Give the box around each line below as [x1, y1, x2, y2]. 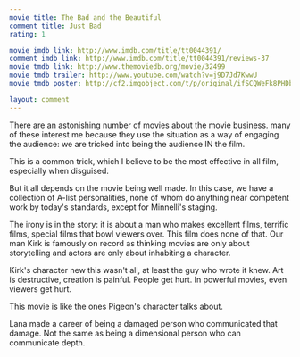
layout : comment [9, 95, 70, 104]
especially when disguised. [9, 165, 110, 176]
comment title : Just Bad [9, 21, 102, 30]
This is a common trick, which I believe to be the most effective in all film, [9, 155, 279, 166]
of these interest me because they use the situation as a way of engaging [9, 129, 279, 139]
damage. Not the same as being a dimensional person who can [9, 328, 241, 338]
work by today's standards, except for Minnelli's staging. [9, 202, 218, 212]
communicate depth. [9, 336, 86, 348]
